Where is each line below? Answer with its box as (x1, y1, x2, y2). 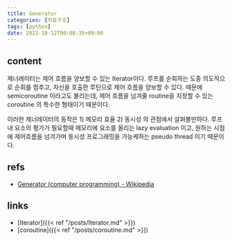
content (7, 55, 42, 66)
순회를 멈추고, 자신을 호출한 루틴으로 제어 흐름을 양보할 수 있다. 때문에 (14, 83, 203, 91)
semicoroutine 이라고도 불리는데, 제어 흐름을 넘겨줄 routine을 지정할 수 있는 (7, 91, 213, 100)
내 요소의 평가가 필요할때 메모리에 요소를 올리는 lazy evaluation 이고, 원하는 (7, 124, 213, 132)
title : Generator (7, 10, 57, 17)
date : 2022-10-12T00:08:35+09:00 (7, 29, 104, 37)
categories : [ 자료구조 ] (7, 17, 71, 24)
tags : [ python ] (7, 23, 51, 30)
